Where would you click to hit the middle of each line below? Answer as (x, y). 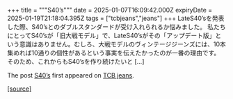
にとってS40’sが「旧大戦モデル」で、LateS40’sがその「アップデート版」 (111, 35)
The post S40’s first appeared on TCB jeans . (71, 75)
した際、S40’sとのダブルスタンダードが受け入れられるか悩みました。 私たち (116, 27)
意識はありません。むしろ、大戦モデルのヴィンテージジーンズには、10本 (122, 44)
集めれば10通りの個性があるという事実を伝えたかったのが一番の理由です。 (114, 53)
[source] (19, 89)
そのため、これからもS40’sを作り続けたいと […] (76, 61)
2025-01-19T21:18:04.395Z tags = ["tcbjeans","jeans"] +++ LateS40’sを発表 (116, 18)
